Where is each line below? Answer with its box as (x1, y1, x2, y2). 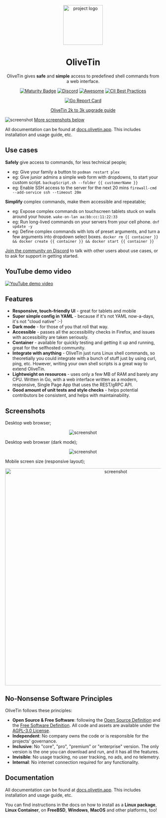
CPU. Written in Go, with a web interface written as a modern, (12, 377, 138, 383)
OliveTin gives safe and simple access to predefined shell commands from (6, 73, 160, 79)
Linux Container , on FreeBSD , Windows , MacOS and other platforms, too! (5, 807, 157, 813)
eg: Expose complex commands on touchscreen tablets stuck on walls (12, 208, 156, 214)
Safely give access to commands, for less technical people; (5, 159, 127, 165)
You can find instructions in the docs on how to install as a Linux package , (5, 802, 157, 808)
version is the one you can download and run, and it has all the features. (12, 749, 160, 754)
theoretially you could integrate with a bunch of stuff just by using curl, (12, 355, 157, 361)
